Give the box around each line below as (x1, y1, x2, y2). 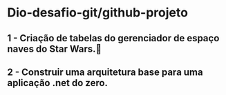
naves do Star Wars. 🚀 (7, 43, 102, 54)
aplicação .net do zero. (7, 77, 109, 89)
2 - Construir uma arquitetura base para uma (7, 66, 203, 78)
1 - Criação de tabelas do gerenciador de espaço (7, 32, 220, 44)
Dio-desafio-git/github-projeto (7, 5, 189, 21)
